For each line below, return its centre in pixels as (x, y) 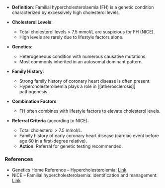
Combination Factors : (35, 101)
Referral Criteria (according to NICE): (50, 121)
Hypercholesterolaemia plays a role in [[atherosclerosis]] (77, 86)
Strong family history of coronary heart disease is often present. (85, 81)
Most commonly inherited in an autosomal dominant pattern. (81, 62)
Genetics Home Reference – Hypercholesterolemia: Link (69, 170)
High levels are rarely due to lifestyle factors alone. (71, 37)
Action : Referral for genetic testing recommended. (71, 146)
